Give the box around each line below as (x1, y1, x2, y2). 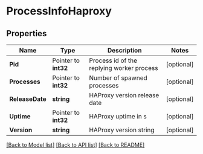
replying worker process (89, 64, 158, 72)
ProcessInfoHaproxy (6, 4, 112, 18)
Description (107, 47, 142, 54)
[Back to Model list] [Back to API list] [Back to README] (6, 141, 145, 149)
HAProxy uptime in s (89, 112, 147, 120)
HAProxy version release (89, 91, 159, 99)
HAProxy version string (89, 126, 155, 134)
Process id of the (89, 56, 138, 65)
